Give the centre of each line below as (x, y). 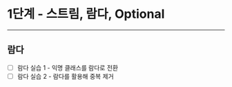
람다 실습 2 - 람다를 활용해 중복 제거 (65, 76)
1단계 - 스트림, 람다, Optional (86, 14)
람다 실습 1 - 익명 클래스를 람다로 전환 (68, 67)
